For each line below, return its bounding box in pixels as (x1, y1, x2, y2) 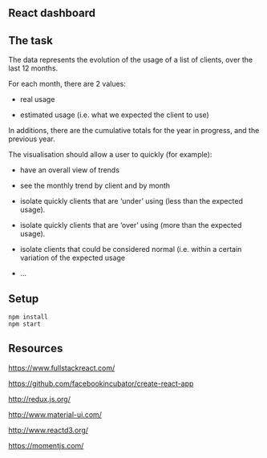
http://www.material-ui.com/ (8, 409, 103, 419)
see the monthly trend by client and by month (19, 180, 171, 191)
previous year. (8, 134, 55, 144)
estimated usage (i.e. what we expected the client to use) (19, 110, 210, 120)
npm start (8, 320, 42, 328)
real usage (19, 95, 55, 104)
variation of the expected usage (19, 253, 126, 263)
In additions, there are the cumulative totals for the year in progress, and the (8, 126, 260, 136)
